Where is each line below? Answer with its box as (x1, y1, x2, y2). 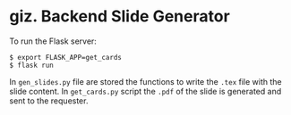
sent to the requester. (9, 95, 89, 106)
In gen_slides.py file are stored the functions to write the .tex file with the (9, 76, 282, 86)
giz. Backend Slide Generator (9, 6, 230, 27)
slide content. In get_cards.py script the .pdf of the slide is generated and (9, 86, 282, 96)
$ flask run (9, 61, 54, 70)
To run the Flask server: (9, 36, 97, 46)
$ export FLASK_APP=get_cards (9, 53, 123, 62)
